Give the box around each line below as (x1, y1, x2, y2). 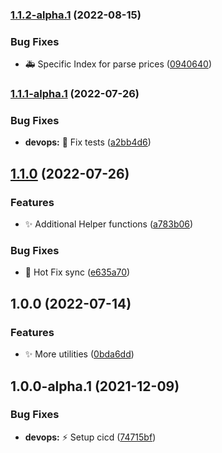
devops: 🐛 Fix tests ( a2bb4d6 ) (24, 136, 152, 148)
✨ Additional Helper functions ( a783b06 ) (24, 218, 194, 230)
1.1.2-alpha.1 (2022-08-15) (10, 8, 142, 22)
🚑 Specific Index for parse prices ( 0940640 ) (24, 58, 212, 70)
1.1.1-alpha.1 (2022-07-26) (10, 87, 140, 101)
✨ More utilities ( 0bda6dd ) (24, 348, 135, 360)
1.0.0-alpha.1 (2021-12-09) (10, 378, 180, 395)
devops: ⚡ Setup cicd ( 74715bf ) (24, 431, 157, 443)
